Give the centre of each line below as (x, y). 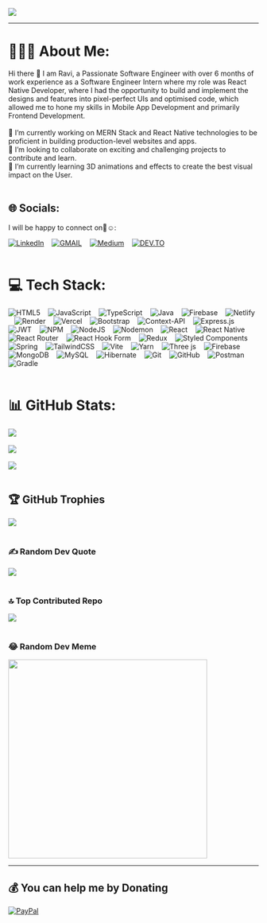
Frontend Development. (47, 115)
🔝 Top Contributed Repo (56, 601)
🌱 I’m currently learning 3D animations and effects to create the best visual (130, 166)
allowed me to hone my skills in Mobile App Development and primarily (124, 107)
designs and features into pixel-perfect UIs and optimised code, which (124, 99)
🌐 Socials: (34, 208)
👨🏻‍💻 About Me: (59, 51)
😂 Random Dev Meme (52, 646)
